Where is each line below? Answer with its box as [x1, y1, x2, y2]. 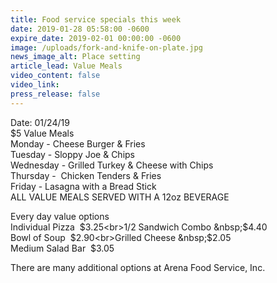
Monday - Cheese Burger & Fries [10, 137, 146, 150]
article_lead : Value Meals [10, 61, 123, 71]
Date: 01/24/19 [10, 116, 70, 128]
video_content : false [10, 71, 101, 81]
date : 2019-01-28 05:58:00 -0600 [10, 24, 150, 34]
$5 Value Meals [10, 127, 75, 139]
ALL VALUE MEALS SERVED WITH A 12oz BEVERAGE [10, 191, 230, 203]
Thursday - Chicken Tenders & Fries [10, 169, 162, 181]
